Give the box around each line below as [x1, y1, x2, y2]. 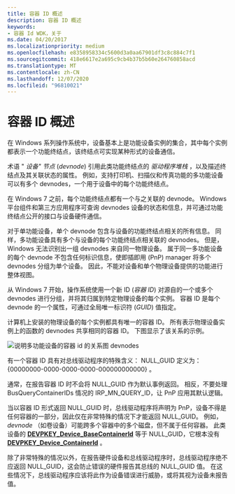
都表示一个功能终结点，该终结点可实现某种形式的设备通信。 [7, 148, 179, 156]
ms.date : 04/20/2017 [7, 36, 68, 43]
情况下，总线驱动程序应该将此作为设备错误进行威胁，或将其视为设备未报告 [13, 471, 228, 479]
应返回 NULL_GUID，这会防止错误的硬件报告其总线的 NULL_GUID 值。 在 [7, 463, 217, 471]
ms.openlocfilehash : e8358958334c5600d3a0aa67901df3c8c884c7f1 [7, 50, 196, 57]
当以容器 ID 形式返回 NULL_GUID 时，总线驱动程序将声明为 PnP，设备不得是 [7, 404, 227, 412]
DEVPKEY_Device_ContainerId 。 [7, 439, 106, 447]
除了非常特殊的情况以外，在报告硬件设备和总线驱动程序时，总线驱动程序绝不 [7, 453, 228, 462]
